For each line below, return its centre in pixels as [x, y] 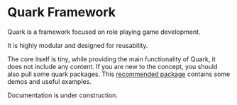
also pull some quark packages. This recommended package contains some [119, 74]
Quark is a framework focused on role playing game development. [104, 32]
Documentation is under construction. [63, 95]
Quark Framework [61, 12]
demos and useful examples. [50, 81]
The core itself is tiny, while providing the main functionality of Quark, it [112, 59]
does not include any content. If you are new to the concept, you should [112, 66]
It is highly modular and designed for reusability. [78, 45]
